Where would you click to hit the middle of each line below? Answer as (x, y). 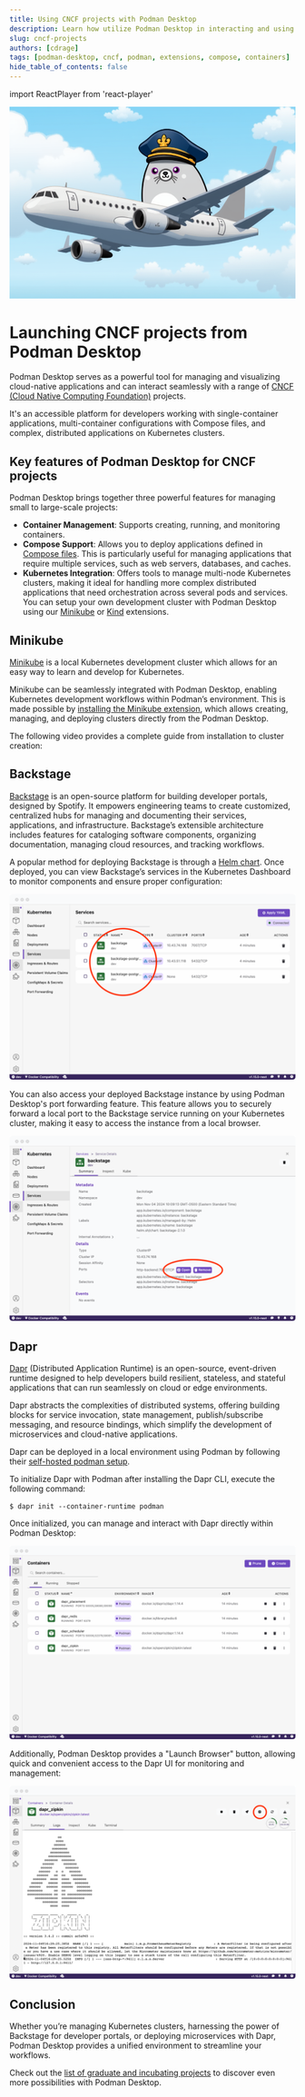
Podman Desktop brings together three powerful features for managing (143, 498)
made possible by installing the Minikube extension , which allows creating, (149, 708)
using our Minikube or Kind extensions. (96, 612)
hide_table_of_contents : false (69, 67)
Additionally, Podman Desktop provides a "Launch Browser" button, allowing (152, 1754)
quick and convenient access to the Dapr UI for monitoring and (127, 1763)
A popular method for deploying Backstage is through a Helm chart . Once (147, 862)
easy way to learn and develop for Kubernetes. (97, 671)
